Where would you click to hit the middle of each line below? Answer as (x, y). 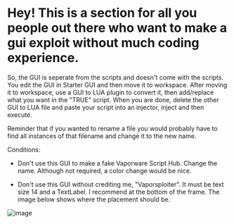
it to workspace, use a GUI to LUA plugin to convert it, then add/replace (111, 92)
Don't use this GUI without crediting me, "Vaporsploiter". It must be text (121, 184)
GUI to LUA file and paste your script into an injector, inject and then (106, 107)
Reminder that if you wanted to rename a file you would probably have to (112, 128)
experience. (43, 58)
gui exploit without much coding (103, 43)
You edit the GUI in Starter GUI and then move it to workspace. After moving (117, 85)
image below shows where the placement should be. (94, 199)
